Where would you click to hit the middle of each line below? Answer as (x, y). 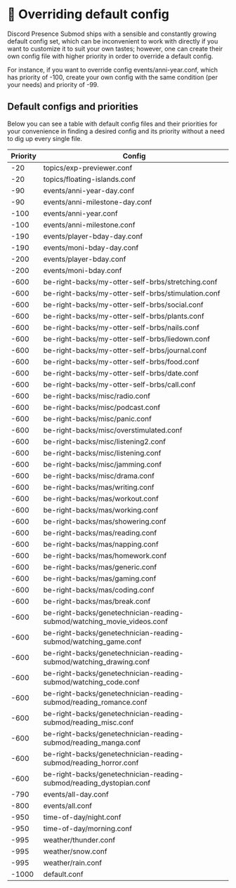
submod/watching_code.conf (92, 682)
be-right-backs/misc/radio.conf (97, 396)
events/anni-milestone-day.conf (98, 201)
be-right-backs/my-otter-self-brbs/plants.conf (124, 316)
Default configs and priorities (73, 107)
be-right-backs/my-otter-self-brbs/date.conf (121, 373)
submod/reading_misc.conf (88, 722)
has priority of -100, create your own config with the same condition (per (112, 77)
